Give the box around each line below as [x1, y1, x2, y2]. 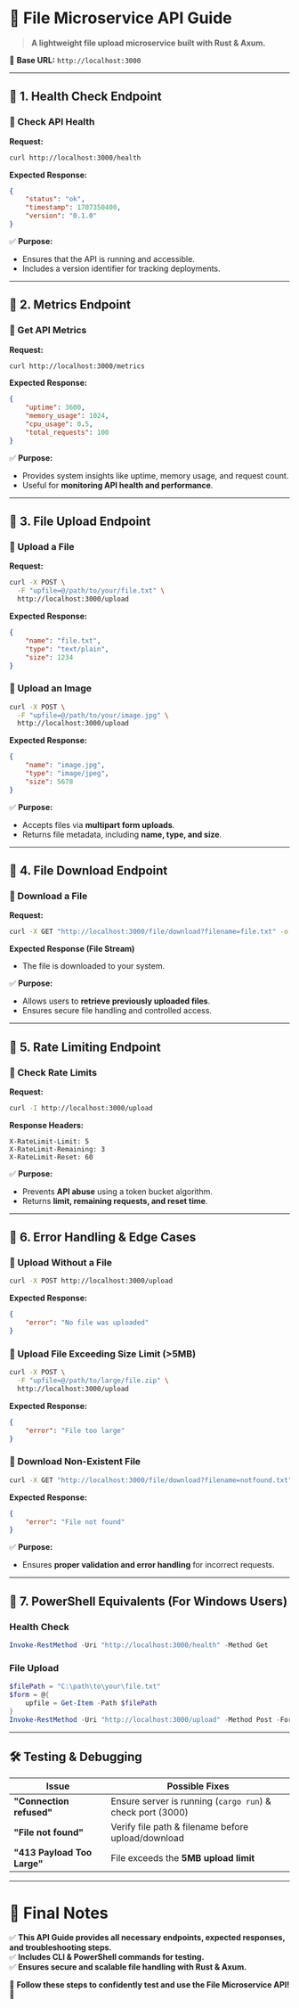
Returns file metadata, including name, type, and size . [21, 829, 222, 840]
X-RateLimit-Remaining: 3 [9, 1144, 105, 1153]
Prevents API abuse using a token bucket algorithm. [21, 1185, 214, 1197]
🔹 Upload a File [9, 541, 75, 553]
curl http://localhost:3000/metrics [9, 361, 145, 371]
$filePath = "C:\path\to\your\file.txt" [9, 1682, 162, 1692]
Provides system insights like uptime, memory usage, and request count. [21, 470, 289, 480]
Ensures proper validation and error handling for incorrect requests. [21, 1560, 275, 1570]
